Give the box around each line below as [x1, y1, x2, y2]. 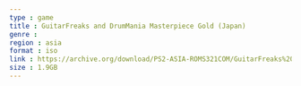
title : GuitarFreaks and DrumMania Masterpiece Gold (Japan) [9, 21, 246, 30]
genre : [9, 30, 39, 39]
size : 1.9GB [9, 64, 58, 73]
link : [9, 55, 34, 64]
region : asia [9, 38, 63, 47]
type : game [9, 13, 54, 22]
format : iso [9, 47, 58, 56]
